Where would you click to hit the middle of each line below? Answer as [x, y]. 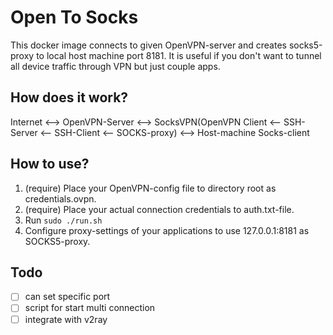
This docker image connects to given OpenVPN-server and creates [148, 45]
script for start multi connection [90, 308]
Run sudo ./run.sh [63, 220]
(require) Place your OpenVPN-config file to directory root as [150, 188]
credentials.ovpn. [60, 198]
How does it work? [69, 97]
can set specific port [67, 297]
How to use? [50, 164]
